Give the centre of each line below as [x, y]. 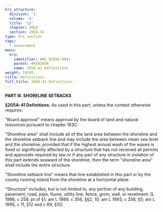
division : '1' [24, 14]
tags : [10, 41]
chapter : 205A [24, 28]
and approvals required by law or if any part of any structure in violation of [80, 155]
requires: [14, 110]
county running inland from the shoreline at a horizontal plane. [67, 179]
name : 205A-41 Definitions [41, 68]
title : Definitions [25, 77]
